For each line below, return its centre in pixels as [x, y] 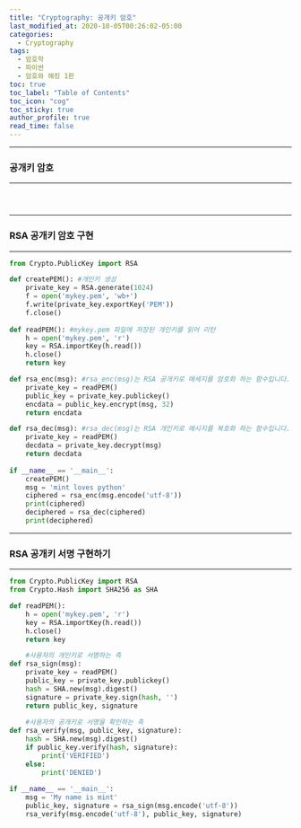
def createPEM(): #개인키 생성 [63, 279]
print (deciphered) [60, 521]
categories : [31, 34]
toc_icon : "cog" [39, 101]
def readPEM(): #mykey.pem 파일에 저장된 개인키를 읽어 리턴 [112, 330]
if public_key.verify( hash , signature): [102, 748]
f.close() [44, 313]
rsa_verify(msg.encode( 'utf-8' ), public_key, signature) [134, 815]
